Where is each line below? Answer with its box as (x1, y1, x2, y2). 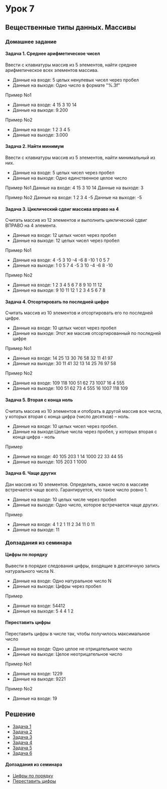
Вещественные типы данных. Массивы (5, 23, 136, 32)
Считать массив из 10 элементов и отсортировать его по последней (5, 310, 153, 316)
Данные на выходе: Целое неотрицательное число (12, 651, 122, 657)
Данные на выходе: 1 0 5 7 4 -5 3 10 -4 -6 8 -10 (12, 262, 113, 269)
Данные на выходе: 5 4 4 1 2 (12, 608, 74, 614)
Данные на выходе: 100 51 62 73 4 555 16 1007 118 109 (12, 385, 128, 391)
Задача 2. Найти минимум (5, 143, 64, 149)
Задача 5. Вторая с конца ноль (5, 397, 73, 403)
